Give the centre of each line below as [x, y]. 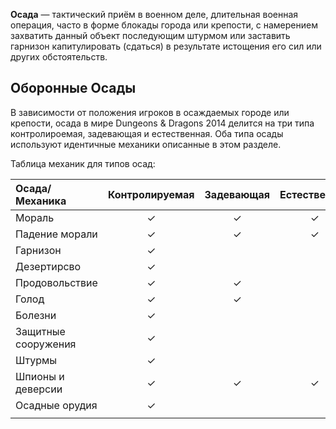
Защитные [40, 331]
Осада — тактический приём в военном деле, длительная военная [154, 14]
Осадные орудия [56, 405]
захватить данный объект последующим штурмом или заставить [150, 35]
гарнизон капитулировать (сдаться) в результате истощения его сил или [166, 46]
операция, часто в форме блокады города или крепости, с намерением [164, 25]
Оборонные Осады [73, 88]
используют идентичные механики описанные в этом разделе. [146, 144]
